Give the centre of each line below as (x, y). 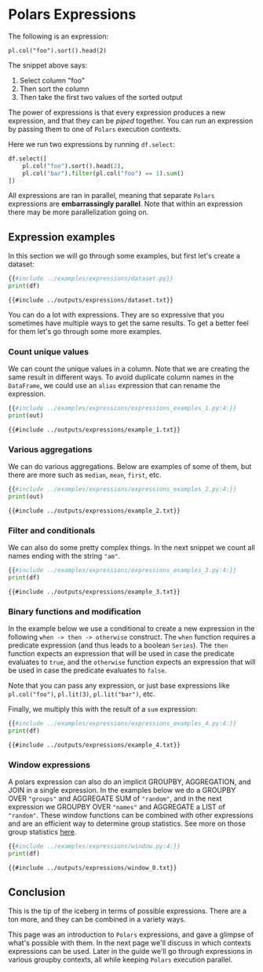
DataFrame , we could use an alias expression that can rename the (115, 386)
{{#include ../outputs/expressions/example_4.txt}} (94, 745)
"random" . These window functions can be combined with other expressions (131, 816)
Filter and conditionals (52, 530)
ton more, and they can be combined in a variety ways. (97, 919)
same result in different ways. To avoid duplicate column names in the (121, 377)
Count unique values (48, 351)
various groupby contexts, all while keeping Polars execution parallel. (121, 959)
